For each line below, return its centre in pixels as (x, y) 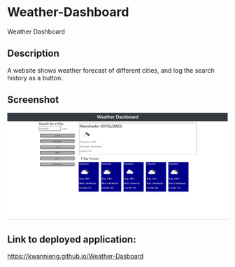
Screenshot (33, 100)
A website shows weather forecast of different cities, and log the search (111, 70)
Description (33, 53)
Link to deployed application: (72, 239)
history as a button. (35, 78)
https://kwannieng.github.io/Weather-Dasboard (76, 257)
